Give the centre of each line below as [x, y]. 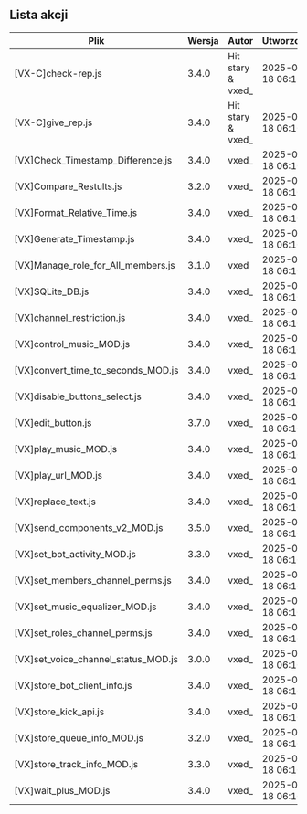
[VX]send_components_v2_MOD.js [89, 527]
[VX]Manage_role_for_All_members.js [95, 265]
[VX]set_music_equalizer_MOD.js [85, 607]
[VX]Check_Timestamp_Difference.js [93, 160]
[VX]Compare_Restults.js [68, 186]
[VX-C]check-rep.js [58, 73]
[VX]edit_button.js [53, 422]
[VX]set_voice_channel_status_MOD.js [96, 659]
